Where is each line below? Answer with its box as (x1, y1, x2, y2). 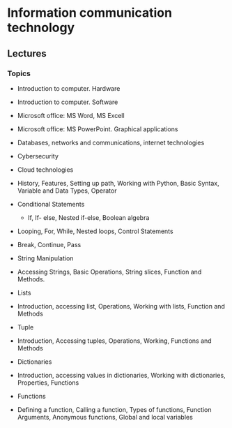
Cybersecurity (17, 152, 59, 160)
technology (7, 20, 75, 36)
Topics (7, 68, 31, 78)
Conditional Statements (17, 200, 85, 208)
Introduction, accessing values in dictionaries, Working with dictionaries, (17, 371, 226, 379)
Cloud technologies (17, 165, 74, 174)
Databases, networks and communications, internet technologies (17, 138, 205, 147)
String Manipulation (17, 253, 74, 263)
